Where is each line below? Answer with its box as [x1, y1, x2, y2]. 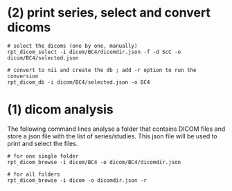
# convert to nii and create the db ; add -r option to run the [7, 66, 197, 73]
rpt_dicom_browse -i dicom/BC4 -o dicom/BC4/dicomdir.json [7, 158, 181, 165]
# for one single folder [7, 152, 79, 160]
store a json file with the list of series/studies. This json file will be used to [7, 131, 217, 140]
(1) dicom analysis [7, 102, 114, 118]
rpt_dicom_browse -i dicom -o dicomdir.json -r [7, 176, 148, 184]
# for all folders [7, 171, 60, 178]
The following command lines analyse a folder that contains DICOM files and [7, 125, 226, 133]
